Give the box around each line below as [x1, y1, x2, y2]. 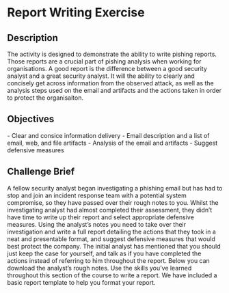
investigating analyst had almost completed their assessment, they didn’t [7, 206, 213, 214]
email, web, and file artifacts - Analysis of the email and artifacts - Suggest [7, 139, 218, 147]
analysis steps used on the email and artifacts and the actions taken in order [7, 87, 222, 94]
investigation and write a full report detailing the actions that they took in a [7, 227, 217, 236]
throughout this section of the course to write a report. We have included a [7, 271, 217, 279]
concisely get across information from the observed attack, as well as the [7, 79, 214, 87]
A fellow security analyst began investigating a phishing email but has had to [7, 184, 223, 192]
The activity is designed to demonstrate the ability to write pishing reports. [7, 50, 217, 58]
